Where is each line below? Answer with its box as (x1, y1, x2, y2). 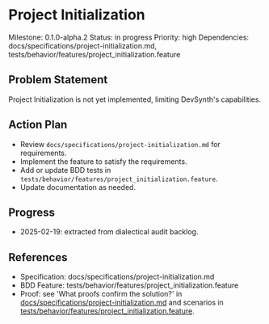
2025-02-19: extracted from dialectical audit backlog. (19, 227, 199, 237)
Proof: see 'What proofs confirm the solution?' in (19, 289, 183, 299)
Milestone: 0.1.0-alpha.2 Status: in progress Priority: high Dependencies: (8, 32, 249, 42)
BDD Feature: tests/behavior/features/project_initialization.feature (19, 280, 239, 290)
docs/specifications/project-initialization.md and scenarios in (19, 297, 224, 308)
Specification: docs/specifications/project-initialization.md (19, 272, 215, 282)
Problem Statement (8, 73, 108, 86)
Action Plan (8, 118, 68, 132)
